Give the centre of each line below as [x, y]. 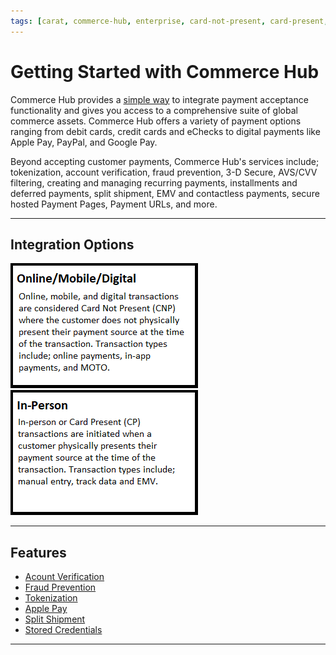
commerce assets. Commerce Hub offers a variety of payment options [156, 121]
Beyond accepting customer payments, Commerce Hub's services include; [165, 161]
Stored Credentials [63, 630]
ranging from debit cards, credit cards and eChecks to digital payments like [165, 131]
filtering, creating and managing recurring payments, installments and [154, 182]
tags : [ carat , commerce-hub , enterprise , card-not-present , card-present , [169, 21]
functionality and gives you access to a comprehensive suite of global [154, 110]
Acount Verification [64, 577]
